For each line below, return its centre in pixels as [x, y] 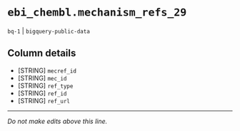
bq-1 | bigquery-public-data [49, 31]
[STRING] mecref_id [47, 70]
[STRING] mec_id [42, 78]
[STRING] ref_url [44, 100]
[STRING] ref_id [42, 93]
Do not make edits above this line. [57, 121]
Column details [42, 53]
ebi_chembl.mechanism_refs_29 [97, 12]
